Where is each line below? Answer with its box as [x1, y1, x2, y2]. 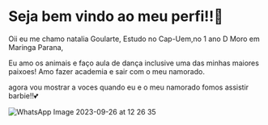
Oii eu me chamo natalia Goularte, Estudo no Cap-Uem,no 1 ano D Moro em [8, 34, 261, 44]
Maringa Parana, [8, 42, 64, 52]
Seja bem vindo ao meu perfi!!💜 [8, 7, 224, 26]
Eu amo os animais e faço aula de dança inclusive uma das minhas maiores [8, 58, 259, 68]
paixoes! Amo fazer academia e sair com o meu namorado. [8, 66, 205, 76]
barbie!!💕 [8, 90, 39, 100]
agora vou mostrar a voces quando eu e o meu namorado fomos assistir [8, 82, 249, 92]
